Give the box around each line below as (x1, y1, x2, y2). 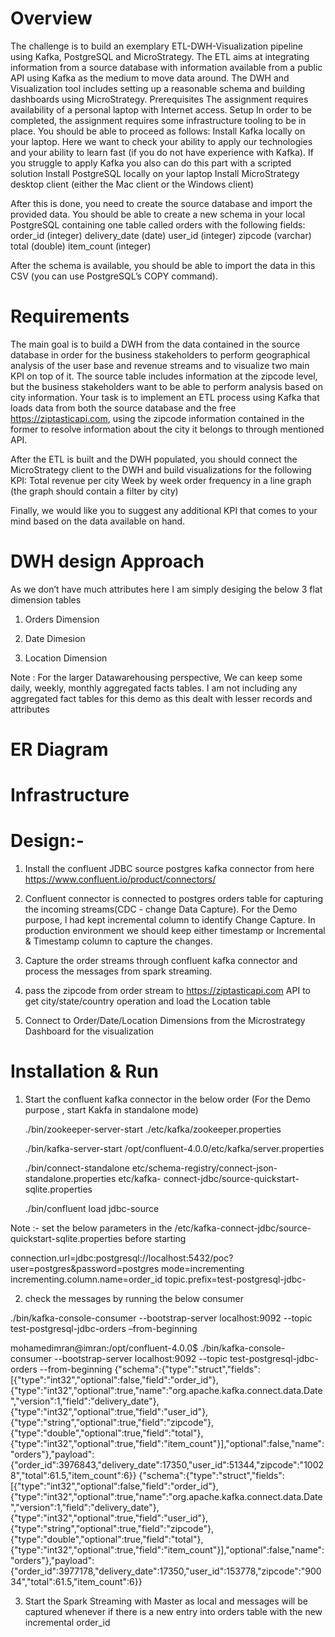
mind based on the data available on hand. (10, 515, 186, 527)
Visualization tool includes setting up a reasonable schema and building (10, 82, 306, 94)
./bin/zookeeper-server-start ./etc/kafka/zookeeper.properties (24, 1123, 282, 1136)
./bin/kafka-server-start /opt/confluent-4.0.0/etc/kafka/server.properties (24, 1143, 325, 1155)
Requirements (10, 305, 130, 328)
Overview (10, 7, 93, 30)
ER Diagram (10, 738, 109, 761)
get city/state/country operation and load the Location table (24, 995, 272, 1007)
